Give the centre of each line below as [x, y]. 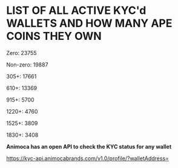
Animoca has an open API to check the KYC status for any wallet [89, 146]
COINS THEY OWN [54, 36]
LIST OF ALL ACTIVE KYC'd [76, 11]
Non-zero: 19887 [27, 65]
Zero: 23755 [21, 53]
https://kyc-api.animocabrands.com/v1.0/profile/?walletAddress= [88, 158]
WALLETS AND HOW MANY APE [89, 23]
